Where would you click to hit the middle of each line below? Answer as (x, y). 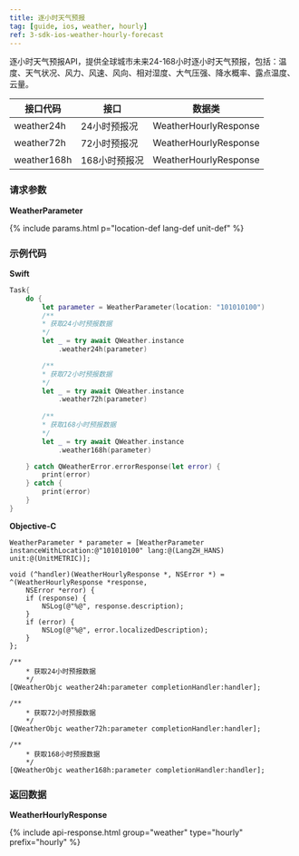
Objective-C (33, 526)
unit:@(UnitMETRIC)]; (50, 558)
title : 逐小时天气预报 (48, 18)
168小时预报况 (112, 161)
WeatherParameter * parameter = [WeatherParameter (107, 542)
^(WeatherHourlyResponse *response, (78, 582)
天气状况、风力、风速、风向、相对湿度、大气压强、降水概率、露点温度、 (160, 73)
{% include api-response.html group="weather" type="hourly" (126, 832)
